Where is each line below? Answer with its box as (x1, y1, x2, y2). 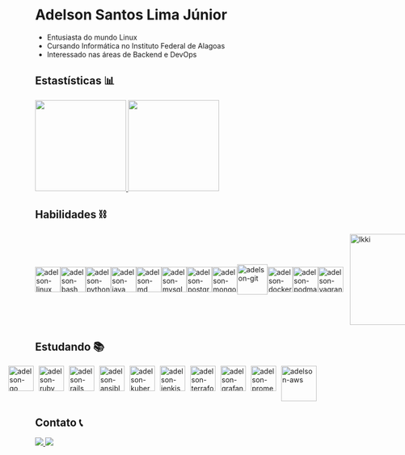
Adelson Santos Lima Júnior (35, 6, 227, 24)
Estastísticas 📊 (35, 74, 116, 88)
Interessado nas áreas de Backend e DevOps (46, 49, 197, 59)
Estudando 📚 (35, 339, 105, 353)
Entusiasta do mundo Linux (46, 32, 137, 42)
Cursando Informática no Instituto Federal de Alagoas (46, 40, 226, 50)
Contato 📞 (35, 415, 83, 429)
